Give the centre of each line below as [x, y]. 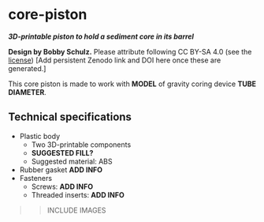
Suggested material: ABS [72, 161]
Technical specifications [70, 117]
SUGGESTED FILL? [62, 152]
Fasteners [36, 178]
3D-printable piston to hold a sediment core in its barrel [101, 36]
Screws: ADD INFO [62, 186]
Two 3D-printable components [81, 145]
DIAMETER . [28, 92]
